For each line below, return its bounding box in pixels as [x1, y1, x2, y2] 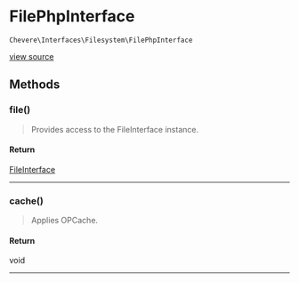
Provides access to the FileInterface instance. [30, 124, 198, 134]
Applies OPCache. [30, 215, 99, 226]
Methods [9, 77, 61, 93]
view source [9, 51, 54, 61]
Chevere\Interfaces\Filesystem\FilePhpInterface [9, 36, 193, 44]
